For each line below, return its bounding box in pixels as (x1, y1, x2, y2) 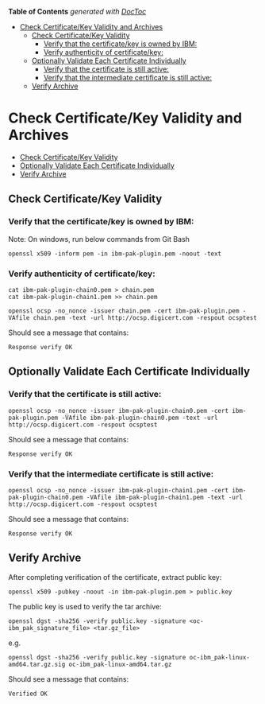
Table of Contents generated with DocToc (8, 7, 147, 16)
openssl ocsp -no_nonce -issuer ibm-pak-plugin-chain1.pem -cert (8, 486, 229, 494)
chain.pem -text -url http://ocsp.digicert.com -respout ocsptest (33, 313, 258, 321)
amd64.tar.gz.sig (8, 660, 66, 668)
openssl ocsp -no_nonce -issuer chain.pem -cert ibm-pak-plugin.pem (8, 306, 240, 315)
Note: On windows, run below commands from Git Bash (8, 234, 190, 243)
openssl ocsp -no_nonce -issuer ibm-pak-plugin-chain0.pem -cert (8, 406, 229, 414)
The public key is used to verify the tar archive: (8, 601, 163, 611)
